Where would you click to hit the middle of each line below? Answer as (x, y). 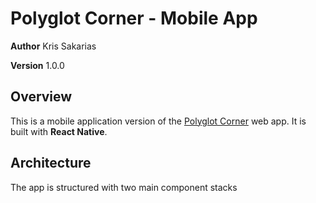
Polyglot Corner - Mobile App (134, 18)
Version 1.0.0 (37, 65)
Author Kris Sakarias (53, 46)
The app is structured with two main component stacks (124, 187)
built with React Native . (59, 131)
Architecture (51, 163)
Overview (41, 97)
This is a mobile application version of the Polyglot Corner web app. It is (158, 121)
